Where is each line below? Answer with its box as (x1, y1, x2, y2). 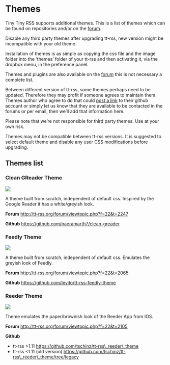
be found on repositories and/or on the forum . (5, 25, 102, 31)
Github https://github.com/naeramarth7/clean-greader (5, 220, 120, 227)
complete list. (5, 76, 34, 83)
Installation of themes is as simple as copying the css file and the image (5, 50, 156, 57)
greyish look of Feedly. (5, 259, 53, 266)
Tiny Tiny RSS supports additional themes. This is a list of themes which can (5, 20, 165, 26)
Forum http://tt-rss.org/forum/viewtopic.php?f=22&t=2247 (5, 211, 129, 217)
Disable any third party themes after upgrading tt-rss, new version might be (5, 35, 164, 41)
